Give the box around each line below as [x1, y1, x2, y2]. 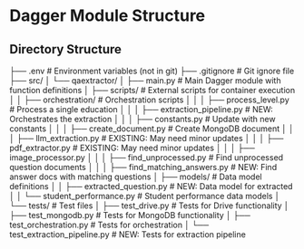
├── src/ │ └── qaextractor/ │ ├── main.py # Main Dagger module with [9, 75, 281, 86]
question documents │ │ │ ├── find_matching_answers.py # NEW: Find [9, 162, 278, 172]
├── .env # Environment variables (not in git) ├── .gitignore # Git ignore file [9, 65, 295, 76]
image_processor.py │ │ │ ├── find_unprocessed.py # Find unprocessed [9, 152, 284, 163]
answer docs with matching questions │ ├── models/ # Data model [9, 171, 262, 182]
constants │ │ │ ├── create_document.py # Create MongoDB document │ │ [9, 123, 295, 134]
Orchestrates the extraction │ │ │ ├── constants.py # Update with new [9, 114, 276, 124]
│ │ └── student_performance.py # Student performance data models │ [9, 191, 280, 201]
